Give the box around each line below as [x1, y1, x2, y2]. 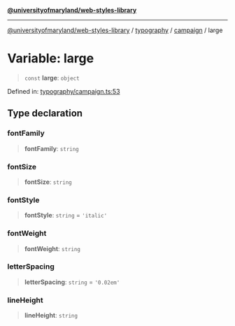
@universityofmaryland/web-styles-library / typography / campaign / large [7, 26, 223, 34]
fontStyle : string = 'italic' [24, 211, 108, 220]
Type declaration [7, 108, 83, 120]
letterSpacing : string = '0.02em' [24, 278, 120, 286]
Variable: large [7, 50, 94, 66]
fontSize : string [24, 178, 72, 186]
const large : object [24, 73, 80, 82]
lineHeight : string [24, 311, 78, 320]
